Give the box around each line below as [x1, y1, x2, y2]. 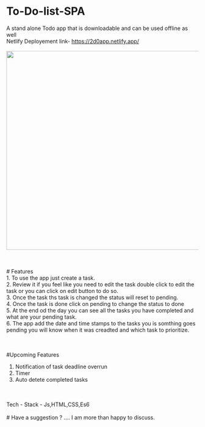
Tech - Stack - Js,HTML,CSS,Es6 [6, 401, 90, 408]
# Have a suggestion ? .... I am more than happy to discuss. [6, 414, 156, 421]
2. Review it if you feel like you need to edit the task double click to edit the [6, 280, 195, 288]
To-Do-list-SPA [6, 4, 85, 18]
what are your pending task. [6, 313, 77, 321]
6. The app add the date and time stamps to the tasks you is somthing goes [6, 319, 196, 327]
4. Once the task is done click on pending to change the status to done [6, 300, 185, 307]
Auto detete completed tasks [15, 376, 88, 383]
